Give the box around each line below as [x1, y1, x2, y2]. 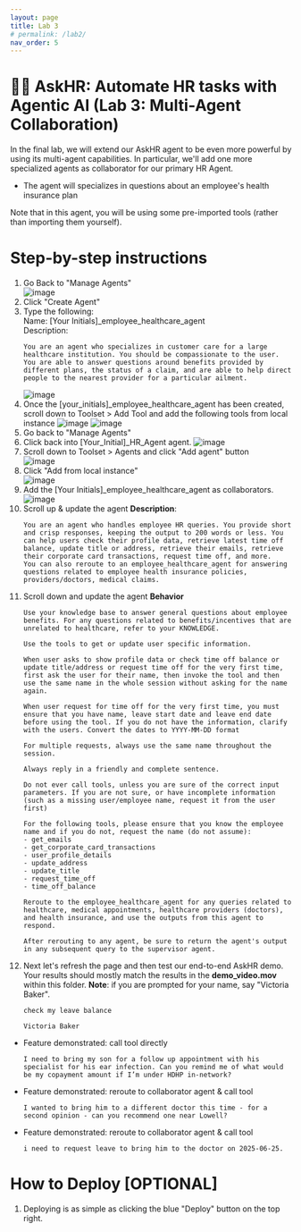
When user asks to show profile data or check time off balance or [22, 655, 280, 664]
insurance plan [22, 190, 79, 201]
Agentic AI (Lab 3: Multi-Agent [10, 96, 242, 116]
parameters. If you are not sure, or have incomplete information [22, 789, 276, 797]
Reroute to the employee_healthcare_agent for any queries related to [22, 898, 292, 907]
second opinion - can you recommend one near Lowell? [22, 1111, 228, 1120]
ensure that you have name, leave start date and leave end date [22, 710, 272, 720]
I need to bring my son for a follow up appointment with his [22, 1055, 260, 1064]
